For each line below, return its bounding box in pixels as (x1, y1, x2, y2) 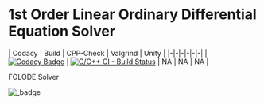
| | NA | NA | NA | (66, 57, 209, 66)
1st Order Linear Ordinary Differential (8, 6, 257, 24)
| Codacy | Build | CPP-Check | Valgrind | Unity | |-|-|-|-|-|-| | (8, 48, 208, 58)
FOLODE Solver (8, 72, 60, 81)
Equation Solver (8, 22, 116, 40)
